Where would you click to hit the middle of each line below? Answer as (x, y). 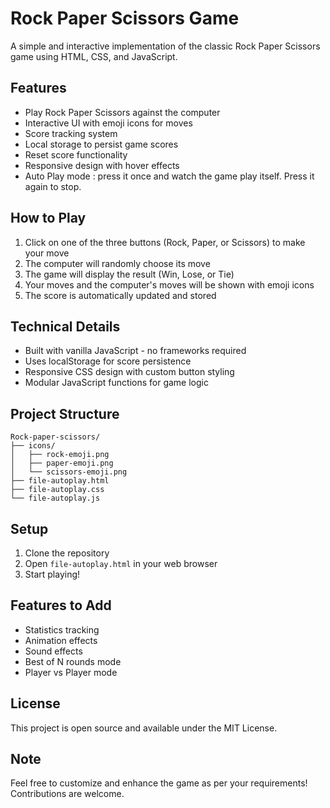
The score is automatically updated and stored (120, 295)
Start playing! (52, 574)
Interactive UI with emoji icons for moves (108, 123)
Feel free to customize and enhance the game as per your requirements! (159, 783)
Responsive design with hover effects (102, 165)
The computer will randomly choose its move (117, 263)
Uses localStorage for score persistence (108, 361)
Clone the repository (67, 553)
